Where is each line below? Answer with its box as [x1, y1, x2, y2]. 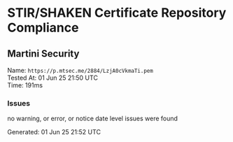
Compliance [7, 20, 79, 36]
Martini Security [7, 48, 80, 59]
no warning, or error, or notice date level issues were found [7, 114, 178, 123]
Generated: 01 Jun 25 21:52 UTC [7, 128, 101, 136]
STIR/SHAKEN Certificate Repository [7, 5, 227, 21]
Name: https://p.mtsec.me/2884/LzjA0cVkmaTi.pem [7, 66, 154, 74]
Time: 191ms [7, 81, 43, 89]
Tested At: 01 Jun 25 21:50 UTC [7, 73, 98, 82]
